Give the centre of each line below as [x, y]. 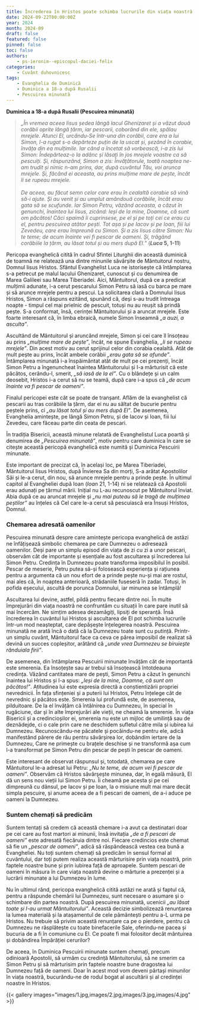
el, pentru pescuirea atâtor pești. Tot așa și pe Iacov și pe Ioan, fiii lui [105, 224]
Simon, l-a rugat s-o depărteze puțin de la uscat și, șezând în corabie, [107, 142]
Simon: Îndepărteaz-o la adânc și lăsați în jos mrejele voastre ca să [104, 155]
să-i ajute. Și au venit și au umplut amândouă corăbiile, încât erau [102, 199]
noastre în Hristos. [29, 983]
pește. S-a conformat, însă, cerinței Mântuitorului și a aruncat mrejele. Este [98, 311]
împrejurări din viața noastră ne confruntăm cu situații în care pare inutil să [97, 606]
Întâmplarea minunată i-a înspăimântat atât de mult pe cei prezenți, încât [95, 361]
